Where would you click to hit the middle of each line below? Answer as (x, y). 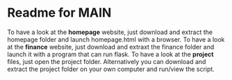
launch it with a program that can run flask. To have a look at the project (110, 54)
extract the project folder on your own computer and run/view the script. (111, 69)
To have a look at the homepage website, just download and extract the (110, 32)
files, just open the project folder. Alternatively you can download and (107, 61)
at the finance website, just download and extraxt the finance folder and (111, 47)
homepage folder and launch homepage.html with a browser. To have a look (116, 39)
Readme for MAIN (59, 13)
